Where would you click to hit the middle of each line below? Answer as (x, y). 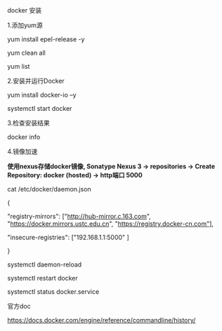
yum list (19, 66)
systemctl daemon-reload (45, 264)
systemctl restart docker (43, 278)
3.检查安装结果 (29, 123)
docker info (24, 137)
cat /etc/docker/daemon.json (49, 189)
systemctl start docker (40, 108)
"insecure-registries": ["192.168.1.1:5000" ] (68, 237)
